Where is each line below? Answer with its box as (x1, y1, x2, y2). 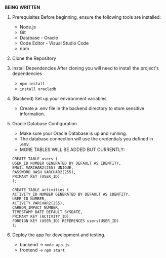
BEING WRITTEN (5, 5, 40, 10)
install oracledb (19, 87, 57, 92)
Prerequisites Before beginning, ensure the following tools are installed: (12, 14, 161, 20)
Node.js (19, 24, 36, 30)
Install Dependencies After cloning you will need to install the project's (12, 65, 159, 71)
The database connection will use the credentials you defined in (19, 136, 153, 141)
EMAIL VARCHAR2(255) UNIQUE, (12, 165, 74, 170)
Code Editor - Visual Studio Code (19, 40, 89, 46)
